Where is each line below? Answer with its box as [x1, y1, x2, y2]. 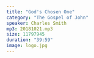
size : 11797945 [6, 31, 45, 37]
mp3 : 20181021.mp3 [6, 25, 53, 32]
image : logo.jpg [6, 43, 48, 49]
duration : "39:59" [6, 37, 53, 43]
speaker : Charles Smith [6, 20, 67, 26]
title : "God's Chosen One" [6, 8, 75, 15]
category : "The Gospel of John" [6, 14, 89, 21]
